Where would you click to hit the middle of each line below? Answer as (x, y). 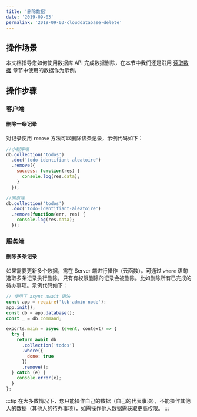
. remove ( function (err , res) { (48, 214)
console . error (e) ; (39, 378)
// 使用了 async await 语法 (38, 297)
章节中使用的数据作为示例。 (46, 70)
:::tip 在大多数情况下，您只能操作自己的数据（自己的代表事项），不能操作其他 (98, 401)
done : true (41, 356)
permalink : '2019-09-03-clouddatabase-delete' (64, 22)
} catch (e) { (29, 373)
